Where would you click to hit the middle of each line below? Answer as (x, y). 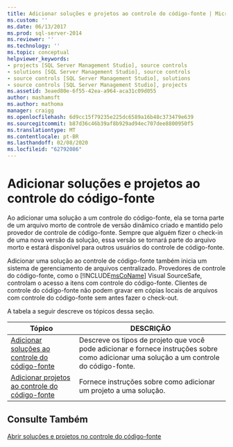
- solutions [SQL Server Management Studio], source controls (99, 72)
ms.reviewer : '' (31, 40)
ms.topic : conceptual (38, 53)
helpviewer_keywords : (38, 59)
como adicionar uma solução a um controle (149, 357)
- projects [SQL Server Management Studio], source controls (97, 65)
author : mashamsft (34, 98)
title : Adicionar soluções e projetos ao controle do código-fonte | (110, 14)
